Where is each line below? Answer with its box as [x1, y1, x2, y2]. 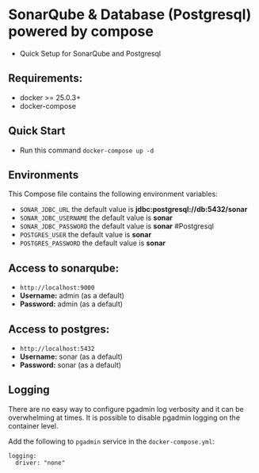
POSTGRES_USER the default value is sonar [19, 230, 152, 240]
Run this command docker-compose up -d [19, 145, 154, 155]
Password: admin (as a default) [19, 299, 124, 309]
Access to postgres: [8, 322, 110, 336]
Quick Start [8, 125, 66, 138]
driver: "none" [15, 459, 66, 467]
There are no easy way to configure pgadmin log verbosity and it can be [8, 404, 244, 413]
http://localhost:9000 [19, 284, 95, 292]
